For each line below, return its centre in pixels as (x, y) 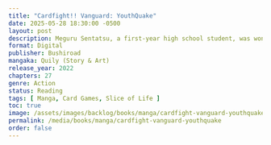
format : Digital (35, 46)
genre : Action (32, 83)
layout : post (30, 31)
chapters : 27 (30, 76)
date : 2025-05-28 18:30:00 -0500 (65, 23)
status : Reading (35, 91)
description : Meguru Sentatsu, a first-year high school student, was (129, 38)
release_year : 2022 (41, 68)
